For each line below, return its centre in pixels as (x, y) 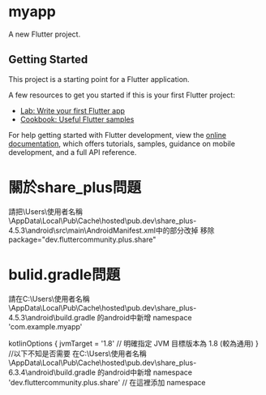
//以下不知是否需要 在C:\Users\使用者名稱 (78, 353)
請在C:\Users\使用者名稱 (49, 298)
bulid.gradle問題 (64, 275)
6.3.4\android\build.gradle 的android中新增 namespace (101, 372)
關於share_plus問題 (75, 187)
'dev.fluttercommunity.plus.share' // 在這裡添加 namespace (107, 382)
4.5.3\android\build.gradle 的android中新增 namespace (100, 317)
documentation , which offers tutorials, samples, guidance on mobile (122, 144)
